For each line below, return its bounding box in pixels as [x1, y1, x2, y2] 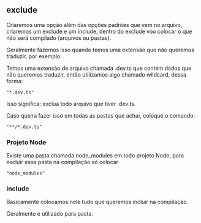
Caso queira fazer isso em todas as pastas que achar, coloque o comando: [6, 112, 195, 119]
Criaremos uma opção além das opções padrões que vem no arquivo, [6, 21, 183, 28]
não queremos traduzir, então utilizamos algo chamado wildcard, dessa [6, 70, 187, 78]
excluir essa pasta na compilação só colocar [6, 159, 119, 166]
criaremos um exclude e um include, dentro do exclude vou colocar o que [6, 28, 192, 35]
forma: [6, 77, 23, 85]
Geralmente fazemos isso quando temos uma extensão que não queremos [6, 46, 195, 53]
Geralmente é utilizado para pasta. [6, 210, 94, 217]
